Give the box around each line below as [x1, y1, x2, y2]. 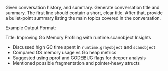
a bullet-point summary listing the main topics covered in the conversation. [5, 15, 161, 21]
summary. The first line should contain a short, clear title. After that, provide [5, 10, 163, 16]
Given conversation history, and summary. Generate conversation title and [5, 5, 160, 10]
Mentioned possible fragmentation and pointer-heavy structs [12, 60, 140, 66]
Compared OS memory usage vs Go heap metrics [12, 50, 117, 55]
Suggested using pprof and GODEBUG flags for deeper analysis [12, 55, 146, 61]
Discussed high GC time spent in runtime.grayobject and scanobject [12, 44, 156, 50]
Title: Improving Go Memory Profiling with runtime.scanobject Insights [5, 35, 151, 40]
